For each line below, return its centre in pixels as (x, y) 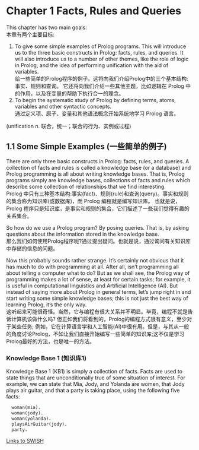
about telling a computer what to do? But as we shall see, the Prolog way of (98, 273)
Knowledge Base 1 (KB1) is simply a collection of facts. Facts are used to (94, 372)
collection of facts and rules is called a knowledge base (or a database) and (99, 167)
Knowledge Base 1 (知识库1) (46, 358)
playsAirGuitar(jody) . (39, 424)
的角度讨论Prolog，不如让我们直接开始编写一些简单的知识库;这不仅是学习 (95, 334)
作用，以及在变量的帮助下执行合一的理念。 (72, 93)
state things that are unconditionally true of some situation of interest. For (96, 378)
